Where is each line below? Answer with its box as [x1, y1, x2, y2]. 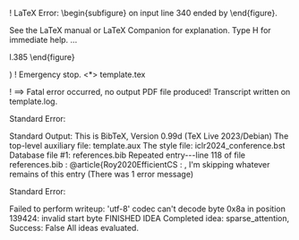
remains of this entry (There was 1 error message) [9, 169, 194, 179]
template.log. [9, 96, 58, 107]
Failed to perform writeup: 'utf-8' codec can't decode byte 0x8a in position [9, 203, 286, 214]
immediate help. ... [9, 35, 78, 45]
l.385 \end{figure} [9, 52, 76, 62]
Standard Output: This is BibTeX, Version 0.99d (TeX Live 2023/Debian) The [9, 131, 289, 141]
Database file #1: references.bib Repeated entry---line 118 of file [9, 150, 246, 160]
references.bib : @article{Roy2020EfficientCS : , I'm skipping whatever [9, 159, 270, 169]
